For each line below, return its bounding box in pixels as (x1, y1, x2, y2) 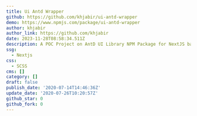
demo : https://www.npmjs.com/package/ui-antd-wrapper (6, 19, 141, 25)
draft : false (6, 80, 38, 86)
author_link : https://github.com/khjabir (6, 30, 109, 36)
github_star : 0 (6, 95, 43, 101)
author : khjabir (6, 25, 46, 31)
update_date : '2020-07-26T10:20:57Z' (6, 90, 98, 96)
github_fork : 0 (6, 101, 43, 107)
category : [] (6, 74, 38, 80)
